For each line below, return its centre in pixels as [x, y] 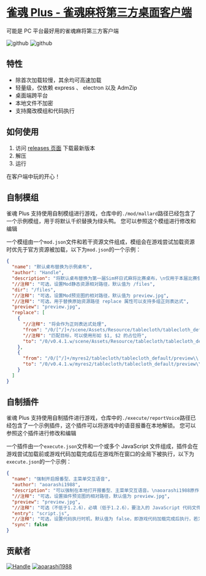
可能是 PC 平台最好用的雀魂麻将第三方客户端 [63, 31]
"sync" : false [30, 525]
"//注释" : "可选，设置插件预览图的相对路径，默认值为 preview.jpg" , [91, 496]
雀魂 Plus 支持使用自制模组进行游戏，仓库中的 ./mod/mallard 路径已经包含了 [101, 213]
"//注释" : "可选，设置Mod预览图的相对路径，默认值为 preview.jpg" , [90, 296]
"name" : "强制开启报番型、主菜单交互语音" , [61, 479]
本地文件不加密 [34, 103]
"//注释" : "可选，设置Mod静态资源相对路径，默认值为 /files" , [84, 284]
